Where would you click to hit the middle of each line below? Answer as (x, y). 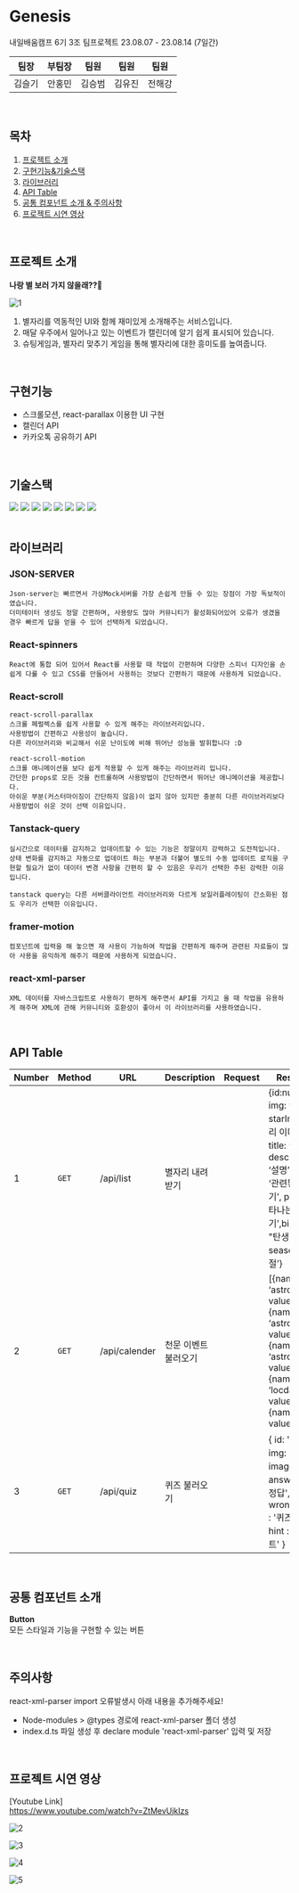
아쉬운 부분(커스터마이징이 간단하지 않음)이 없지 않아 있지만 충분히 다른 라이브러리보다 (147, 797)
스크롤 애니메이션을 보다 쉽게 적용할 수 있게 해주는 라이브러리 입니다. (121, 768)
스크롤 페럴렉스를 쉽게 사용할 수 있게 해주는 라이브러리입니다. (108, 725)
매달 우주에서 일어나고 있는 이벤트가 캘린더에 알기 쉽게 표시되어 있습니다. (148, 332)
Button (22, 1618)
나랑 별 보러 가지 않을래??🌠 (56, 285)
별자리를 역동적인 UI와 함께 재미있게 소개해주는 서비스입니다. (127, 321)
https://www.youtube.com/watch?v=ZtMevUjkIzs (99, 1810)
